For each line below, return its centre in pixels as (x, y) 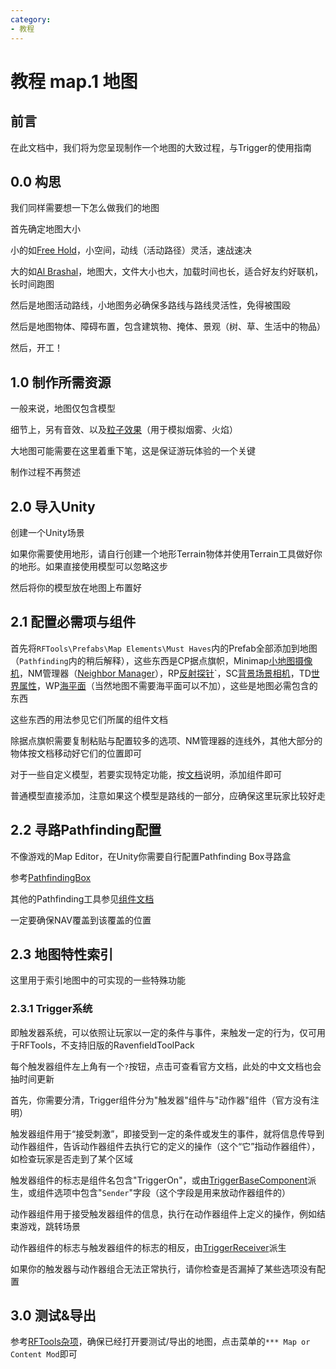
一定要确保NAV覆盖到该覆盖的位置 (81, 920)
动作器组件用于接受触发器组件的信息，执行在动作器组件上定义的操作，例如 (163, 1213)
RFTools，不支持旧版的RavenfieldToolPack (106, 1045)
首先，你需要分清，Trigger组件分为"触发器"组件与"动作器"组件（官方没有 (160, 1100)
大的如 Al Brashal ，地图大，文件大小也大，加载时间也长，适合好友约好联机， (167, 272)
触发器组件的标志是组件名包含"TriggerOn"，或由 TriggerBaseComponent (159, 1180)
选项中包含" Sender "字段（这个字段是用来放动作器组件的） (172, 1192)
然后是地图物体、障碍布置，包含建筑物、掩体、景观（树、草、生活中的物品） (168, 327)
